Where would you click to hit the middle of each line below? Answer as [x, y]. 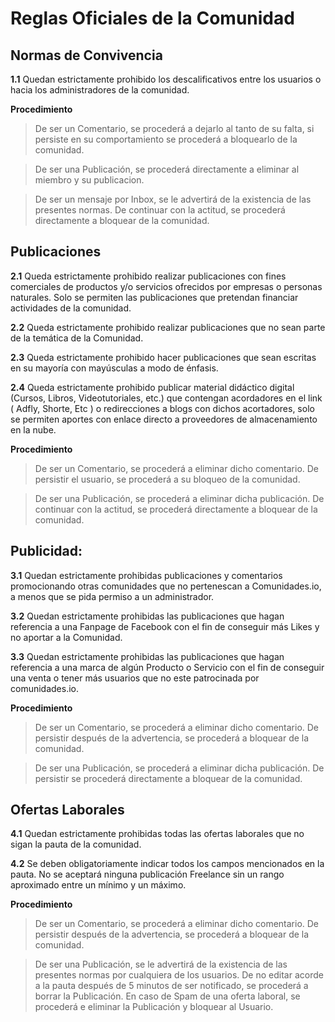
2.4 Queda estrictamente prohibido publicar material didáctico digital [152, 387]
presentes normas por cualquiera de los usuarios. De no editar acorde [179, 975]
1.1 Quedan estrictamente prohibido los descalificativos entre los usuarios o [166, 79]
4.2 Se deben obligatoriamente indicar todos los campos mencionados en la [167, 864]
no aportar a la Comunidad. [66, 637]
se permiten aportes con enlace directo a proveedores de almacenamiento [164, 419]
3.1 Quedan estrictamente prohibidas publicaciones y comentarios [146, 575]
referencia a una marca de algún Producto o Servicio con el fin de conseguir [167, 667]
